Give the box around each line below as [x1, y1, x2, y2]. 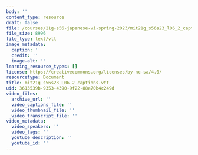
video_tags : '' [11, 129, 49, 136]
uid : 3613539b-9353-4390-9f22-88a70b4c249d [6, 85, 115, 91]
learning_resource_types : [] [6, 63, 78, 70]
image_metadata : [6, 42, 46, 48]
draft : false [6, 19, 38, 25]
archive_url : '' [11, 96, 51, 102]
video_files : [6, 91, 38, 97]
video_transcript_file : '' [11, 113, 78, 118]
